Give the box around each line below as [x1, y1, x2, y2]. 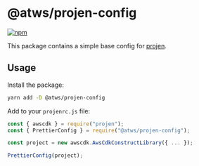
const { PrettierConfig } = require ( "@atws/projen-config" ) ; [7, 127, 191, 134]
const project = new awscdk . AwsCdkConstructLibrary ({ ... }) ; [7, 139, 193, 146]
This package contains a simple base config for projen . [7, 41, 167, 50]
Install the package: [7, 81, 65, 89]
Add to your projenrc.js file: [7, 106, 90, 115]
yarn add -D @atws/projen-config [7, 94, 105, 101]
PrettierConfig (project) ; [7, 152, 83, 159]
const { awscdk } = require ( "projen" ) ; [7, 120, 124, 127]
